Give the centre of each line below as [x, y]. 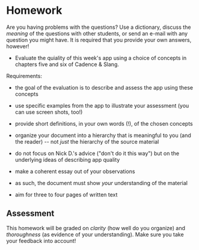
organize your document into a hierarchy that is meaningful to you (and [103, 135]
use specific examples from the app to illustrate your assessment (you [102, 105]
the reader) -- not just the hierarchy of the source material [87, 141]
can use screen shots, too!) [49, 112]
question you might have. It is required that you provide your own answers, [99, 40]
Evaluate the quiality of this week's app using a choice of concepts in [101, 58]
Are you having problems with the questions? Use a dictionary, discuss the [99, 27]
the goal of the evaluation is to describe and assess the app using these [104, 87]
